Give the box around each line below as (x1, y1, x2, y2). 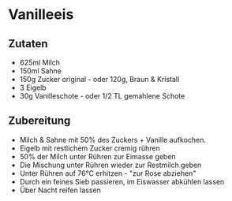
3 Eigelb (19, 83, 47, 92)
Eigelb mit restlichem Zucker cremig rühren (19, 143, 160, 153)
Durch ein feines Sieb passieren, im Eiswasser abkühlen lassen (19, 177, 225, 186)
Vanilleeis (8, 6, 74, 24)
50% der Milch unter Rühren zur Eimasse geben (19, 151, 176, 161)
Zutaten (8, 37, 49, 50)
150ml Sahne (19, 66, 62, 76)
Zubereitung (8, 114, 71, 128)
